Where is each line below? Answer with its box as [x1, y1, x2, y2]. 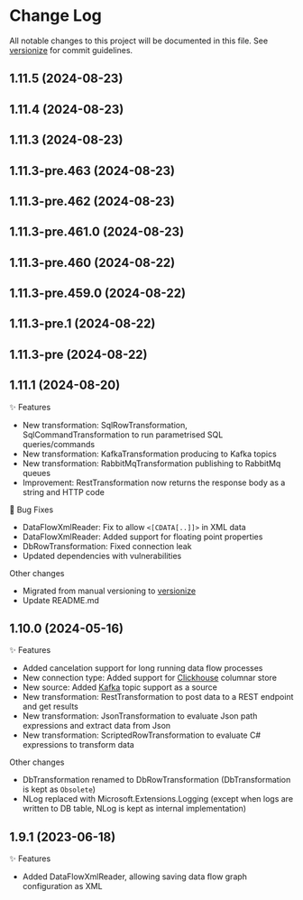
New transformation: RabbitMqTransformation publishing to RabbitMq [22, 457, 281, 469]
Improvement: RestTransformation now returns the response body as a [22, 477, 286, 488]
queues [22, 467, 51, 478]
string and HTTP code [22, 486, 106, 497]
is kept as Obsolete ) [22, 784, 96, 794]
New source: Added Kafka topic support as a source [22, 682, 218, 693]
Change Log [9, 5, 102, 26]
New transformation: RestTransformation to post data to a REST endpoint [22, 692, 294, 703]
